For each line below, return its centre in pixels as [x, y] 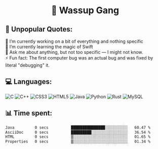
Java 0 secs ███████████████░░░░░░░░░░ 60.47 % [78, 127]
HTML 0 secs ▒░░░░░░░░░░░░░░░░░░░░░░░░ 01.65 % [78, 137]
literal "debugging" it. [27, 65]
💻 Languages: [29, 82]
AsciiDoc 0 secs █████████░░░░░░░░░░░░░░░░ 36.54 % [78, 132]
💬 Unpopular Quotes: [39, 29]
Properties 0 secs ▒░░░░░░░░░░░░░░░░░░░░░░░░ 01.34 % [78, 142]
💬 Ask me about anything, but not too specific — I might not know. [74, 52]
